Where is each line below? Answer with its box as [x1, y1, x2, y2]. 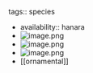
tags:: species [8, 7, 55, 16]
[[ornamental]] [19, 56, 69, 66]
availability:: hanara [19, 22, 85, 31]
